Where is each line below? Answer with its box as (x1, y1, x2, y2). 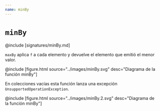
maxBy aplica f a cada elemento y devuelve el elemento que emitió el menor (5, 51, 155, 57)
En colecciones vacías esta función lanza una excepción (5, 80, 117, 86)
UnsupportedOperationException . (5, 86, 69, 92)
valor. (5, 57, 16, 63)
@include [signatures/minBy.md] (5, 42, 70, 48)
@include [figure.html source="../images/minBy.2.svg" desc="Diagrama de (5, 95, 155, 101)
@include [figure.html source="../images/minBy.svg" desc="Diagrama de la (5, 66, 156, 72)
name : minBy (5, 7, 29, 12)
